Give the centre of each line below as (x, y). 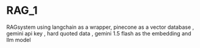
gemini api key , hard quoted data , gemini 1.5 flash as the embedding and (99, 33)
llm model (19, 40)
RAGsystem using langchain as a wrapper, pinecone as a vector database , (100, 27)
